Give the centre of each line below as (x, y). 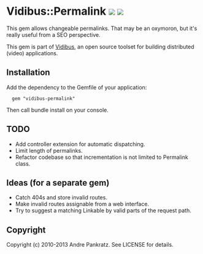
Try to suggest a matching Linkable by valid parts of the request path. (103, 210)
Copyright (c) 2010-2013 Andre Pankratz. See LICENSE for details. (90, 245)
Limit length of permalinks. (49, 150)
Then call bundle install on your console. (57, 110)
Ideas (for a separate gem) (58, 183)
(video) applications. (32, 53)
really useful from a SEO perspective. (54, 34)
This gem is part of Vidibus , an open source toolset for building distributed (100, 47)
